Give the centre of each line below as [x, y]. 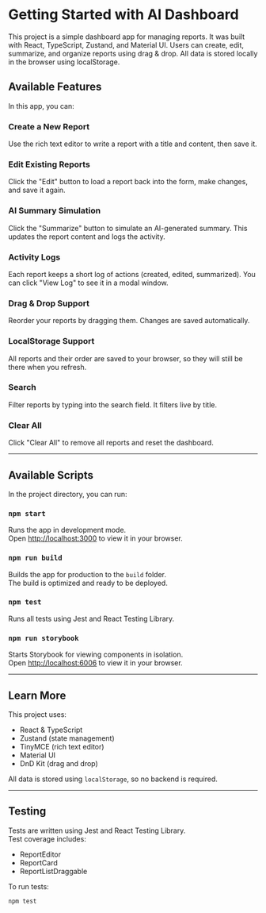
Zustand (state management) [67, 738]
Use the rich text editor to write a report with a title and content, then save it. [133, 144]
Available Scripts [51, 475]
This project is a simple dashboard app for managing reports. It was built [127, 37]
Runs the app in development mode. [67, 530]
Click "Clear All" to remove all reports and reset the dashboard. [111, 443]
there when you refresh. [47, 367]
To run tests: [28, 886]
